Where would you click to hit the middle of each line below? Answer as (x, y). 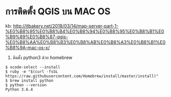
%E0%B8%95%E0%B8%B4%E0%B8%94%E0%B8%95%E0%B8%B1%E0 (85, 31)
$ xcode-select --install (33, 67)
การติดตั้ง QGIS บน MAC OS (58, 11)
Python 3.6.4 (19, 89)
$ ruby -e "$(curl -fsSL (32, 71)
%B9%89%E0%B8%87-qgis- (37, 37)
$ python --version (26, 85)
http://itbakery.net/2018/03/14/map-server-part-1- (66, 26)
